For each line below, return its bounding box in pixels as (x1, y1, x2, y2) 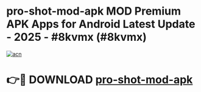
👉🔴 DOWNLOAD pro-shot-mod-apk (6, 73, 193, 87)
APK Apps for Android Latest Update (6, 17, 196, 31)
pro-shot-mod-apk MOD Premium (6, 4, 182, 18)
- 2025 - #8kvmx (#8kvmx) (6, 30, 147, 44)
